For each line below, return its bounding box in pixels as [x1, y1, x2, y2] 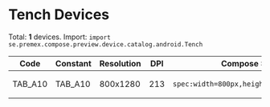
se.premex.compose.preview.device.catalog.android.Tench [8, 40, 203, 49]
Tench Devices [8, 6, 110, 24]
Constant [55, 57, 92, 69]
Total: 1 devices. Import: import [8, 32, 111, 42]
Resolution [99, 57, 142, 69]
